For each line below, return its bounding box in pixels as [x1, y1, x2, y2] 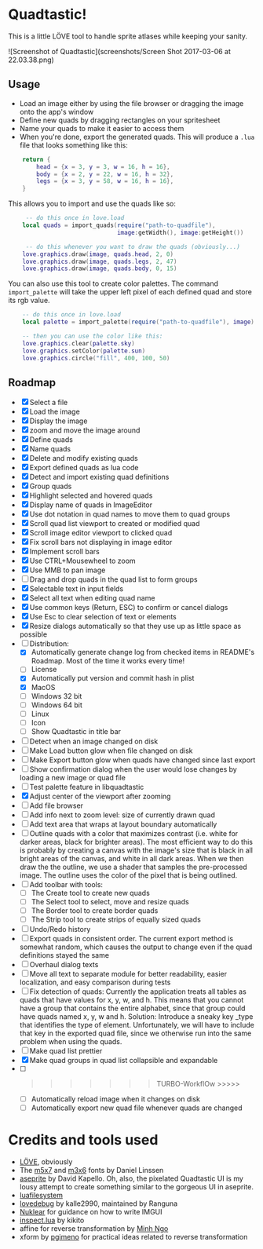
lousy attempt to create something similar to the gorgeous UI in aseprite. [19, 1182, 254, 1192]
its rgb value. [8, 296, 50, 305]
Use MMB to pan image [29, 565, 106, 575]
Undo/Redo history [29, 925, 91, 934]
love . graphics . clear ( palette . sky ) [22, 339, 135, 347]
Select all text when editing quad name [29, 593, 155, 603]
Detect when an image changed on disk [29, 736, 159, 746]
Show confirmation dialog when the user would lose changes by [29, 764, 237, 774]
